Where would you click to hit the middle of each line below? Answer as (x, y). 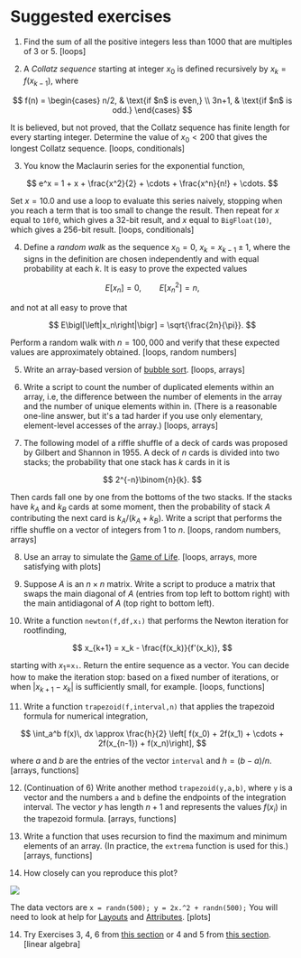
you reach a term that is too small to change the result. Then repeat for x (145, 210)
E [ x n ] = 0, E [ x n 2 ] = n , (152, 288)
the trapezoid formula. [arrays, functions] (100, 818)
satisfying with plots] (62, 567)
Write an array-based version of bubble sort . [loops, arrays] (134, 369)
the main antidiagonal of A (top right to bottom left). (119, 603)
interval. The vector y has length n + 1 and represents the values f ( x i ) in (155, 808)
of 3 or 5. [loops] (55, 51)
